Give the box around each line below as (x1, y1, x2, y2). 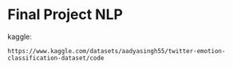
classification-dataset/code (7, 54, 105, 62)
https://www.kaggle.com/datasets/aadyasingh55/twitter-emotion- (7, 47, 226, 55)
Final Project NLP (7, 6, 123, 24)
